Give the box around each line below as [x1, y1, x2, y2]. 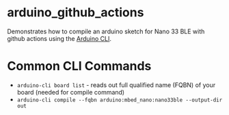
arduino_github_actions [7, 5, 144, 20]
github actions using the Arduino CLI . [7, 34, 111, 42]
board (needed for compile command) [16, 88, 125, 96]
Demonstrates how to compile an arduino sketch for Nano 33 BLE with [7, 27, 205, 35]
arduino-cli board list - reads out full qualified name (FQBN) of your [16, 80, 216, 89]
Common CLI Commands [7, 59, 152, 74]
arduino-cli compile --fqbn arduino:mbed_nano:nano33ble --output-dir [16, 97, 223, 103]
